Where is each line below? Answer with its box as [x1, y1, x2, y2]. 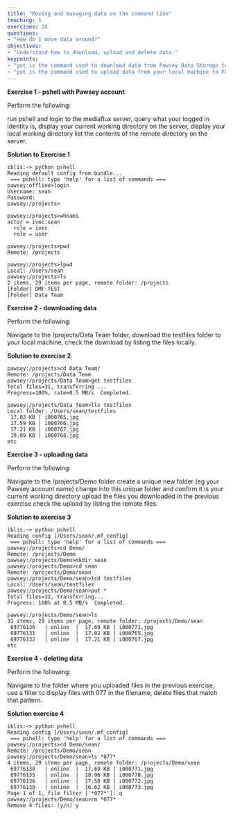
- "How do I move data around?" [7, 36, 101, 43]
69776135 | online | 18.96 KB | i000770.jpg [10, 771, 154, 778]
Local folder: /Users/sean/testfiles [7, 408, 116, 415]
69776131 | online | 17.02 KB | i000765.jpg [10, 630, 154, 637]
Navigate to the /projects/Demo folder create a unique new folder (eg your [7, 477, 220, 486]
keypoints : [7, 56, 39, 63]
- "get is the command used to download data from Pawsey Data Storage [7, 62, 218, 69]
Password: [7, 194, 36, 201]
